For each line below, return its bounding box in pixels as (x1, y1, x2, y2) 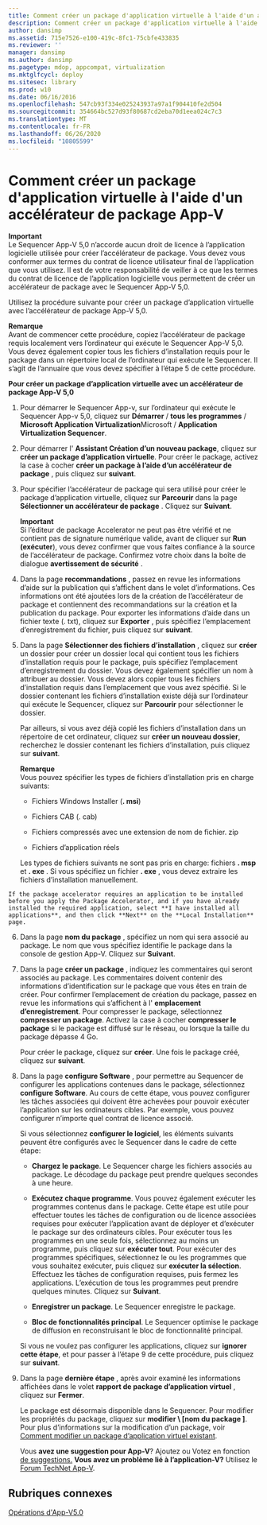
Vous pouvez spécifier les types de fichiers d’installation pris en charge (19, 773, 254, 782)
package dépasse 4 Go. (19, 1032, 99, 1042)
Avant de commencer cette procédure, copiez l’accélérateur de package (8, 330, 246, 340)
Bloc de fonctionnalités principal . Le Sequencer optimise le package (31, 1317, 259, 1327)
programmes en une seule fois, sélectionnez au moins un (31, 1236, 219, 1245)
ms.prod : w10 (8, 85, 52, 94)
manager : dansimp (8, 49, 66, 56)
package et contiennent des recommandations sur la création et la (19, 600, 238, 609)
